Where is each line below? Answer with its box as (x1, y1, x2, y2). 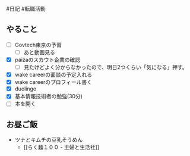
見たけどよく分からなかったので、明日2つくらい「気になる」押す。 (23, 64, 188, 70)
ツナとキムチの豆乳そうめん (14, 136, 83, 143)
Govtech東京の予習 (14, 41, 62, 48)
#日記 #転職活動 (6, 5, 46, 12)
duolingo (14, 85, 37, 92)
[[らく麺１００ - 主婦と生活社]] (23, 143, 100, 151)
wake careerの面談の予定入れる (14, 71, 93, 79)
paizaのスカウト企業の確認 (14, 56, 81, 63)
